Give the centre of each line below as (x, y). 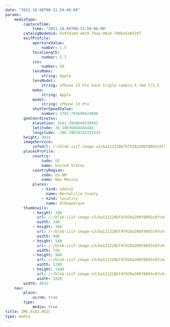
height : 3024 (37, 137)
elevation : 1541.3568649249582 (65, 123)
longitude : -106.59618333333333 (66, 132)
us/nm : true (45, 298)
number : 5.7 (54, 57)
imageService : (38, 142)
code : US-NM (54, 175)
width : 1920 (50, 279)
